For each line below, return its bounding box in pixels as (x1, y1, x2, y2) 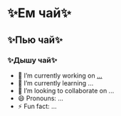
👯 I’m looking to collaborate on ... (17, 86, 115, 95)
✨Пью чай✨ (7, 33, 63, 46)
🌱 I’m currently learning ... (17, 78, 94, 87)
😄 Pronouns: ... (17, 94, 64, 102)
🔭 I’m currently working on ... (17, 71, 102, 80)
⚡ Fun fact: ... (17, 102, 57, 110)
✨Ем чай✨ (7, 5, 71, 21)
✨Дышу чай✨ (7, 55, 58, 65)
